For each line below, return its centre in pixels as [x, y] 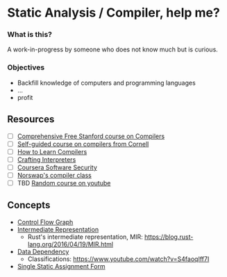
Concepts [29, 205]
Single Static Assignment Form [61, 266]
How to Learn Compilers [52, 151]
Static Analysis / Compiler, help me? [113, 13]
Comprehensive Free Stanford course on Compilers [91, 136]
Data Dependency [43, 251]
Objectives [26, 67]
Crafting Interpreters [47, 159]
